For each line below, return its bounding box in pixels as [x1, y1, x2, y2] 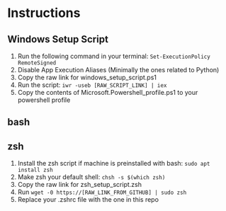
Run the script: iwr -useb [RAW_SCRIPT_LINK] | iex [17, 81, 167, 89]
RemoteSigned [17, 59, 57, 67]
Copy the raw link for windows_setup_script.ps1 [17, 73, 157, 81]
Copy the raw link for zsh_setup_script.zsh [17, 181, 142, 189]
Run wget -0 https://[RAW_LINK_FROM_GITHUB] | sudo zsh [17, 188, 187, 196]
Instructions [7, 5, 81, 21]
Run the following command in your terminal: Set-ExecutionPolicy [17, 52, 210, 60]
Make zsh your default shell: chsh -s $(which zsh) [17, 173, 166, 181]
